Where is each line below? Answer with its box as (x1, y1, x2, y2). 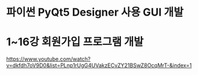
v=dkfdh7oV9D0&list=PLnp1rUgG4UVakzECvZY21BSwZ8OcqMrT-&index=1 (6, 62, 192, 69)
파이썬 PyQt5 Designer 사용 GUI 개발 (6, 5, 184, 19)
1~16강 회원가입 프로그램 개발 (6, 35, 144, 49)
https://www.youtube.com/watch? (6, 55, 91, 63)
